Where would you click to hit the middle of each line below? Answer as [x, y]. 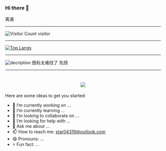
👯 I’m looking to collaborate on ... [46, 116]
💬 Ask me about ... [31, 126]
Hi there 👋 [17, 8]
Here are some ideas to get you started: [46, 96]
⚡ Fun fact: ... [26, 145]
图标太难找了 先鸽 [50, 63]
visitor [44, 34]
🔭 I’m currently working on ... [41, 105]
